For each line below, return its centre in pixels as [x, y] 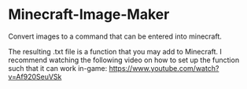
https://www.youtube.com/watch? [164, 68]
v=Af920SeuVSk [35, 76]
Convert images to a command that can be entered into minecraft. [115, 36]
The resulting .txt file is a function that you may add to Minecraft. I [115, 51]
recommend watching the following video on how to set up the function [124, 60]
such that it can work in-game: [58, 68]
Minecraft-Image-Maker [89, 15]
